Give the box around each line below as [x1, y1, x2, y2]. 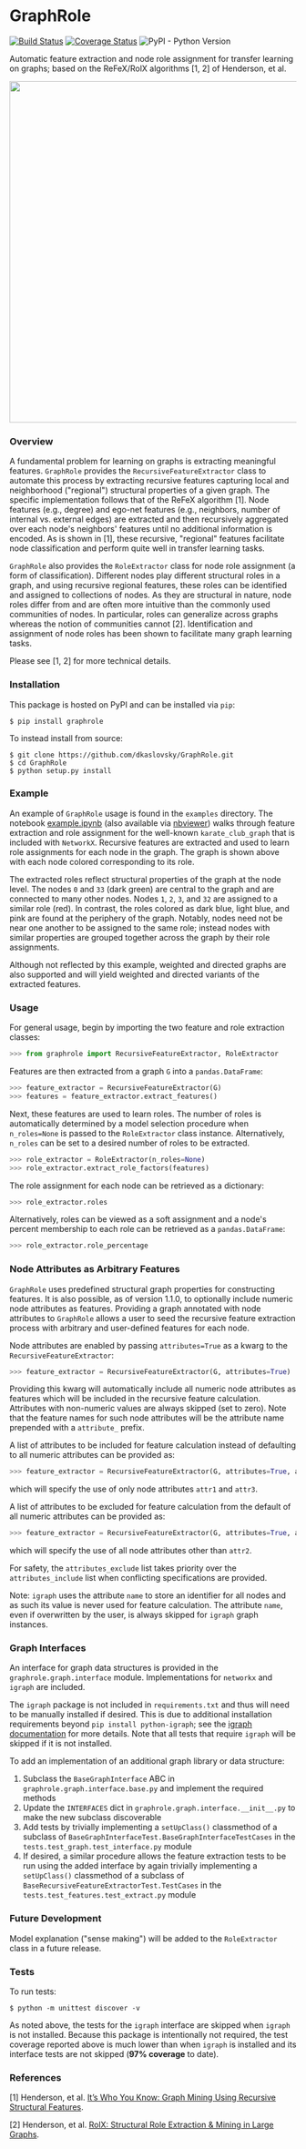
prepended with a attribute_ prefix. [9, 1422, 146, 1433]
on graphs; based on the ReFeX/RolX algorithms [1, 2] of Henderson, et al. [9, 63, 287, 74]
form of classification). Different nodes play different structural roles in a [9, 570, 280, 581]
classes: [9, 1032, 41, 1043]
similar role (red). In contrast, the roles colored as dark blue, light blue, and [9, 902, 290, 913]
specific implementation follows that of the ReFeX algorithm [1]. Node [9, 494, 270, 505]
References [9, 2071, 62, 2083]
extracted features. [9, 978, 82, 989]
